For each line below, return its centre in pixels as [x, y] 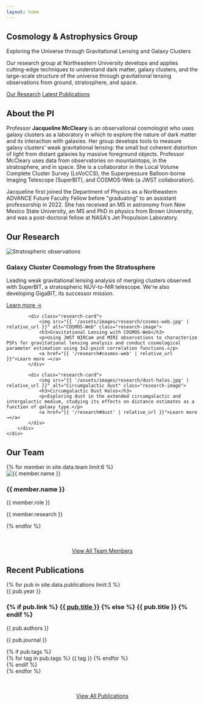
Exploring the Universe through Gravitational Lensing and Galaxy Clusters [99, 51]
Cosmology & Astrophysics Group [72, 37]
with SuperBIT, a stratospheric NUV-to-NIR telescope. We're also [88, 287]
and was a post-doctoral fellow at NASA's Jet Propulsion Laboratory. [92, 218]
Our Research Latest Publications [48, 94]
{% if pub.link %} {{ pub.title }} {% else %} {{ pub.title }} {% [97, 607]
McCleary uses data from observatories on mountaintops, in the [86, 161]
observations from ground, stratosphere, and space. [72, 82]
